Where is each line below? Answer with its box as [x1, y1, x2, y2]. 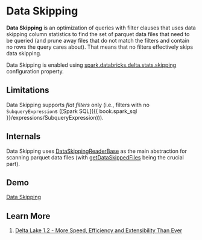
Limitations [6, 85, 49, 96]
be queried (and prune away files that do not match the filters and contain [6, 37, 190, 44]
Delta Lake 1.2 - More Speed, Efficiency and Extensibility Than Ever [14, 227, 183, 234]
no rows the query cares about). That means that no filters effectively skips [6, 43, 194, 51]
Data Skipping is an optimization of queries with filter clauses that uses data [6, 24, 196, 31]
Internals [6, 131, 41, 142]
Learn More [6, 211, 51, 221]
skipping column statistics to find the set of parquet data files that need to [6, 30, 190, 37]
